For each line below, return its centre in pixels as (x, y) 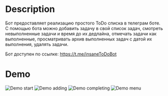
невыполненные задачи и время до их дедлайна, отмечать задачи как (81, 33)
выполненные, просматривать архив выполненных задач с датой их (78, 39)
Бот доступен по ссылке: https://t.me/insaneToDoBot (61, 54)
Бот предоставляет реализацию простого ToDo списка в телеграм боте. (83, 23)
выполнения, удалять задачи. (37, 44)
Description (30, 9)
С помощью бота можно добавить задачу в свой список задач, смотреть (84, 28)
